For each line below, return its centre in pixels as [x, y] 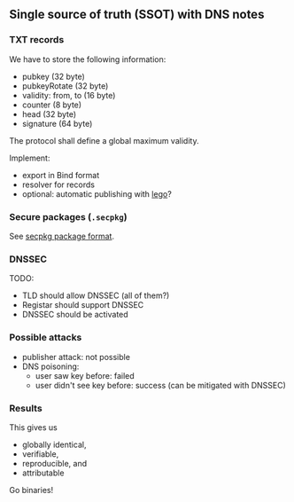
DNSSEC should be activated [75, 315]
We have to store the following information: [88, 59]
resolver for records [58, 184]
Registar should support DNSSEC [83, 305]
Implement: [30, 158]
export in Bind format [61, 175]
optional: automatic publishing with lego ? [97, 193]
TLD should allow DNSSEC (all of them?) [96, 295]
